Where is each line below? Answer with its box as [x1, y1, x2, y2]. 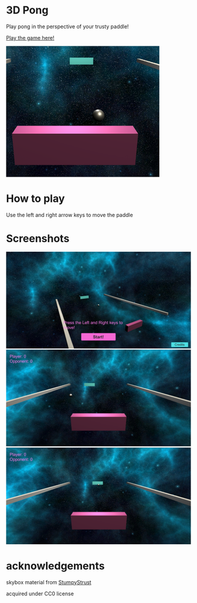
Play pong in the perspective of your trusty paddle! [6, 23, 129, 30]
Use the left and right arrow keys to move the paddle [6, 211, 133, 218]
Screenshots [6, 232, 70, 245]
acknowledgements [6, 559, 105, 572]
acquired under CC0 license [6, 590, 74, 597]
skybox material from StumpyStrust [6, 578, 92, 585]
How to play [6, 192, 65, 205]
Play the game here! [6, 34, 55, 41]
